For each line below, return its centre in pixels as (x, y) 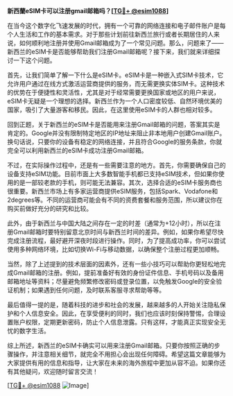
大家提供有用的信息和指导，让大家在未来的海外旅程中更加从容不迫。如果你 (113, 363)
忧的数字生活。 (28, 331)
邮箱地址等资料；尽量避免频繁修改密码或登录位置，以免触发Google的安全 (112, 281)
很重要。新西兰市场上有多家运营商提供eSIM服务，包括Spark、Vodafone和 (113, 191)
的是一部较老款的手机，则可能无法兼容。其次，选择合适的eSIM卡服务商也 (118, 182)
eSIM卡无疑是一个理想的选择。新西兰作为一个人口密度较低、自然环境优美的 (115, 101)
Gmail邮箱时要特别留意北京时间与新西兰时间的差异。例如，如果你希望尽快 (118, 232)
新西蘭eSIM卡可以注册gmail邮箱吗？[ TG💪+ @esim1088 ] (88, 11)
